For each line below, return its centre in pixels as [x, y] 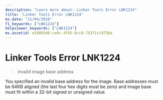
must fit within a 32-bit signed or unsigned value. [56, 92]
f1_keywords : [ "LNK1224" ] [32, 24]
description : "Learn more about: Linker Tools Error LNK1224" [71, 10]
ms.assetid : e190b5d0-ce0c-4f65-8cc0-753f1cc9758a [59, 33]
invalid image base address [45, 71]
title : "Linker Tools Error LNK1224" [44, 14]
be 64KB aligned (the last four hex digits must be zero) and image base [78, 86]
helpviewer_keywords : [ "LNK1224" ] [41, 28]
